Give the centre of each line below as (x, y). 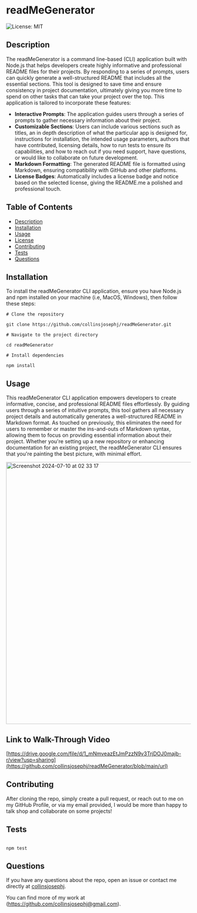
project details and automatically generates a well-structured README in (94, 416)
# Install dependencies (35, 355)
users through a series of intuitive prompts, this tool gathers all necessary (95, 410)
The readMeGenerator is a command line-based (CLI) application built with (97, 59)
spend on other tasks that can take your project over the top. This (85, 96)
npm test (17, 848)
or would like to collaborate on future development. (76, 157)
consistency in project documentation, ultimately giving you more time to (94, 90)
